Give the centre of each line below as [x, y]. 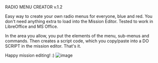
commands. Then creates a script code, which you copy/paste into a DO [77, 41]
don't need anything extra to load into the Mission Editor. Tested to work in [79, 21]
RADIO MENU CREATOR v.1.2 [34, 7]
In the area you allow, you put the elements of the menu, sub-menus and [77, 36]
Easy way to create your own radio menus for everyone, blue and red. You [79, 16]
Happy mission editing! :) [30, 55]
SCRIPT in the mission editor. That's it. [43, 46]
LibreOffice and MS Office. [32, 26]
